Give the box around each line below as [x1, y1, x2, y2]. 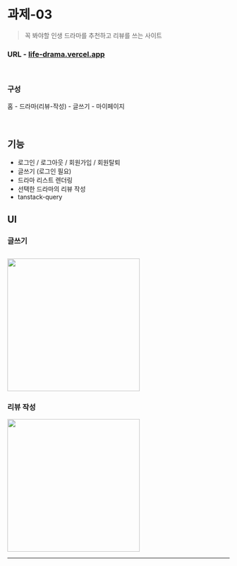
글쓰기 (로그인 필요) [17, 167, 72, 175]
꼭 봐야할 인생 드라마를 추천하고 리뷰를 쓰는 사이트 [24, 31, 162, 40]
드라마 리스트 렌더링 [17, 176, 73, 185]
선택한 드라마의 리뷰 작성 [17, 185, 86, 193]
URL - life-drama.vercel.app [7, 49, 105, 59]
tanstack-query [17, 192, 63, 202]
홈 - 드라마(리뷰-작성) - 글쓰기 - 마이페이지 [7, 102, 125, 110]
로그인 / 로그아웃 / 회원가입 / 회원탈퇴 [17, 158, 121, 167]
